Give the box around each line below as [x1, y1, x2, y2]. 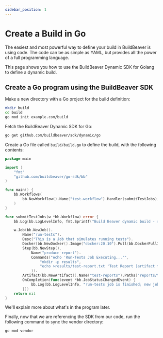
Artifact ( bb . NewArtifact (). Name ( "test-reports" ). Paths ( [22, 273, 138, 278]
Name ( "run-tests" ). [22, 232, 62, 237]
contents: [5, 147, 24, 152]
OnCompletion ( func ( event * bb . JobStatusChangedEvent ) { [22, 278, 136, 282]
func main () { [5, 188, 34, 192]
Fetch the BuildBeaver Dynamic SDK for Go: [5, 124, 93, 129]
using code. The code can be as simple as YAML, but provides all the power [5, 49, 157, 55]
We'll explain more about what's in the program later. [5, 304, 111, 310]
